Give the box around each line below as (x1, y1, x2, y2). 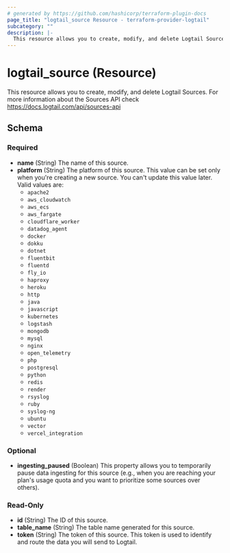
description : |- (7, 29, 53, 36)
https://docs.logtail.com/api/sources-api (7, 102, 121, 111)
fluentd (27, 262, 49, 269)
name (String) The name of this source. (16, 159, 129, 167)
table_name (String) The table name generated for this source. (16, 523, 195, 532)
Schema (7, 122, 43, 134)
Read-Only (7, 500, 44, 510)
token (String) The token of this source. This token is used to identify (16, 530, 212, 539)
